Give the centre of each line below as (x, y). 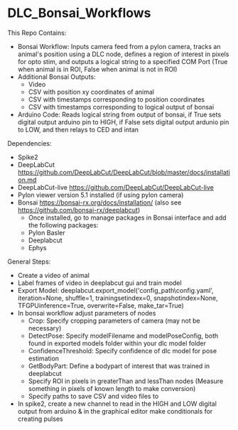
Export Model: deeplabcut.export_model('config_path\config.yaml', (116, 290)
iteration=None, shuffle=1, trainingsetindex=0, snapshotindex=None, (118, 298)
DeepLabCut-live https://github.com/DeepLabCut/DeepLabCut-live (116, 187)
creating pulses (40, 419)
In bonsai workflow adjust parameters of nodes (87, 313)
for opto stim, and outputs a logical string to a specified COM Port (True (123, 61)
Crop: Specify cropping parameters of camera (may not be (114, 321)
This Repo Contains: (37, 33)
